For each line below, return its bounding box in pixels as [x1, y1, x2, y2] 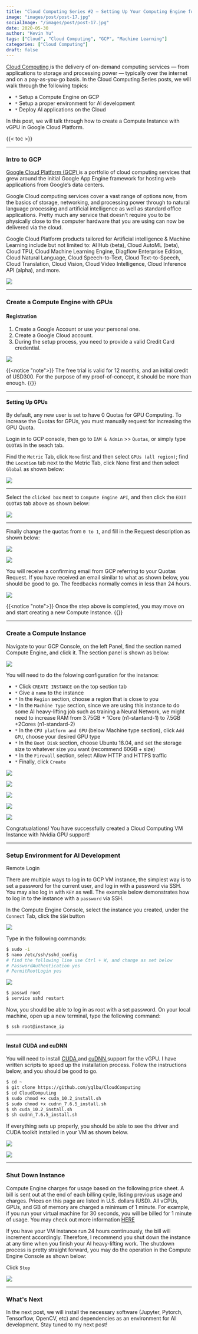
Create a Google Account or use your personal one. [14, 325, 140, 333]
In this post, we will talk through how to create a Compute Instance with [6, 117, 180, 124]
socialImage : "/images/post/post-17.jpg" [6, 19, 110, 25]
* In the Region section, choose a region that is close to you [14, 695, 159, 702]
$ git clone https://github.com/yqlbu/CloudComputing [6, 1085, 141, 1091]
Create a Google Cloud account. [14, 332, 93, 339]
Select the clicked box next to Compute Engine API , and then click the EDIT [6, 493, 187, 501]
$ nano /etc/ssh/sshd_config [6, 951, 78, 958]
